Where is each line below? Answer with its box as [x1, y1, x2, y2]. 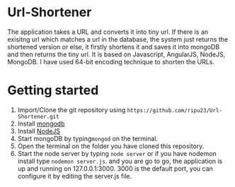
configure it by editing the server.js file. [17, 171, 132, 180]
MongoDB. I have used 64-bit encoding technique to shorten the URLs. [7, 57, 214, 66]
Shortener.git [17, 113, 59, 120]
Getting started [7, 83, 99, 99]
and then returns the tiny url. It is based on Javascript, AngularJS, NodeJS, [7, 50, 226, 59]
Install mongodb [17, 119, 65, 128]
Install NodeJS [17, 126, 61, 135]
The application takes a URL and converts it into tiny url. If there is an [7, 28, 209, 36]
